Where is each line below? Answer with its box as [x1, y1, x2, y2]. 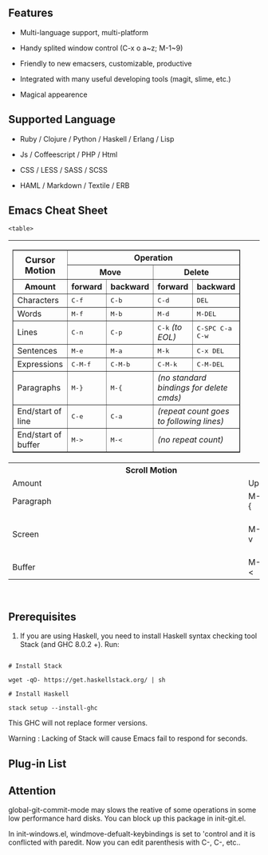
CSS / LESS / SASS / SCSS [19, 165, 108, 174]
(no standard [157, 372, 207, 383]
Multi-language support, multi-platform [19, 27, 149, 37]
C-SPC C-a [196, 324, 233, 333]
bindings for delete [157, 382, 229, 394]
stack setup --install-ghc [8, 704, 98, 713]
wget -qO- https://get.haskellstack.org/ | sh [8, 676, 166, 685]
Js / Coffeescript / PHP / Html [19, 150, 118, 159]
